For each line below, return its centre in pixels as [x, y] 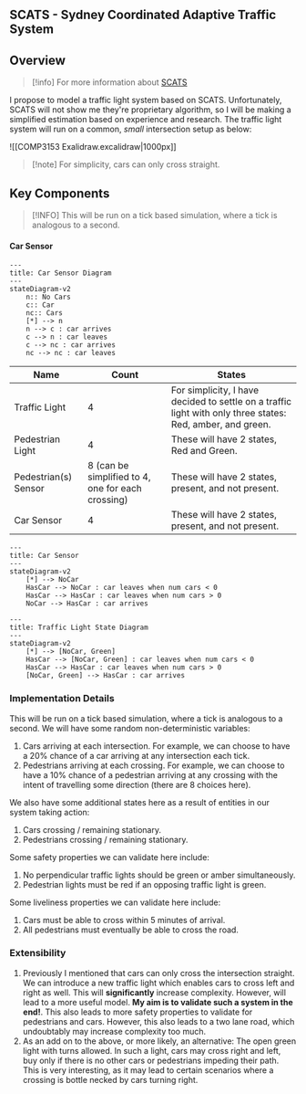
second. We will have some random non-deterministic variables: [130, 728]
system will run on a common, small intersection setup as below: [131, 129]
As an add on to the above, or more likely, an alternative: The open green [159, 1041]
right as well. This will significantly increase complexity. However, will [154, 992]
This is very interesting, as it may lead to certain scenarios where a [148, 1070]
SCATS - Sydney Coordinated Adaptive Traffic [143, 15]
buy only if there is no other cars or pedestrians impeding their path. [151, 1060]
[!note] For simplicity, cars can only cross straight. [126, 164]
